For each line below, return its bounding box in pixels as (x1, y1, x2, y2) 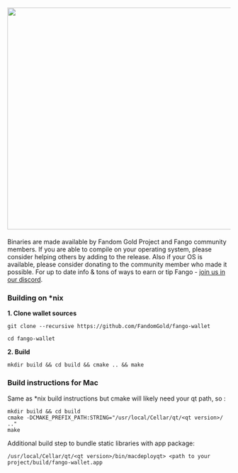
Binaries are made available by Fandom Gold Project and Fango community (7, 237, 227, 246)
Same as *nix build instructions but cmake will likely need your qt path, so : (7, 394, 226, 403)
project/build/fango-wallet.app (7, 459, 103, 466)
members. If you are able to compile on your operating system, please (7, 245, 212, 254)
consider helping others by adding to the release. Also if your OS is (7, 252, 203, 261)
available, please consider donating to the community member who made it (7, 260, 227, 268)
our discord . (7, 275, 43, 283)
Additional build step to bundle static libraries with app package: (7, 439, 195, 447)
